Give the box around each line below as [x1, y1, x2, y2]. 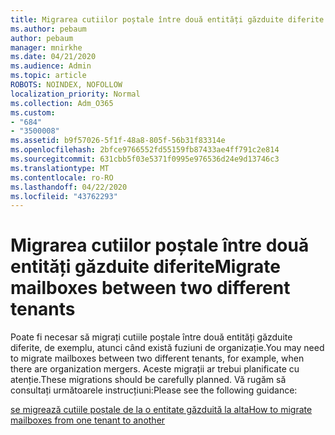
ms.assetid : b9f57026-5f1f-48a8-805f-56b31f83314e [10, 136, 226, 146]
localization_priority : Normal [10, 89, 141, 99]
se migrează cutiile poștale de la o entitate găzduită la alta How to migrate [10, 404, 313, 416]
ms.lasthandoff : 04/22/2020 [10, 182, 128, 192]
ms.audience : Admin [10, 61, 92, 71]
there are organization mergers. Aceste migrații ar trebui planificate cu [10, 363, 300, 375]
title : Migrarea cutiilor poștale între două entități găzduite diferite [10, 14, 325, 25]
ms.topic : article [10, 71, 87, 81]
